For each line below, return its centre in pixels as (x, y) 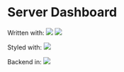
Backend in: (25, 61)
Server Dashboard (62, 12)
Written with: (26, 32)
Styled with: (25, 47)
